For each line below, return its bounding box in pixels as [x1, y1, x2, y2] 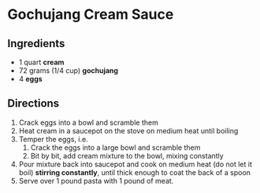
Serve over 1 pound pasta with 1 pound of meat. [18, 176, 174, 185]
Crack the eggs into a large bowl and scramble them [30, 143, 201, 152]
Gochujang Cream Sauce [7, 5, 174, 24]
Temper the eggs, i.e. [18, 134, 88, 144]
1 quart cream [18, 57, 65, 67]
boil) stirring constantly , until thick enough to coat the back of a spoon [18, 167, 251, 177]
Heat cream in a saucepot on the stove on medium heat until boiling [18, 126, 239, 135]
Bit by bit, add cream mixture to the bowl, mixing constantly [30, 151, 224, 160]
